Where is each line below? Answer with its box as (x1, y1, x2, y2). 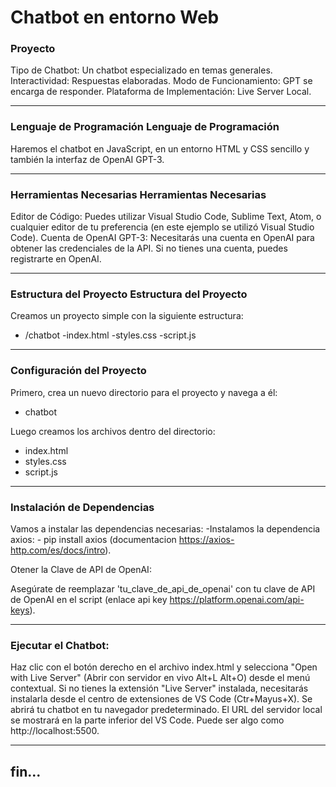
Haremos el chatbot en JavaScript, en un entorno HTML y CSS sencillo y (10, 142, 310, 155)
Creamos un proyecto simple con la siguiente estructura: (10, 310, 244, 322)
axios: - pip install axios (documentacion (10, 533, 177, 545)
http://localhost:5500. (10, 725, 100, 737)
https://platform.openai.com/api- (169, 593, 305, 605)
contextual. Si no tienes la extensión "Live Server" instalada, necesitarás (10, 682, 309, 695)
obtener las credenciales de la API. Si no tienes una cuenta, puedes (10, 242, 288, 255)
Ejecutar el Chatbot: (10, 638, 110, 652)
